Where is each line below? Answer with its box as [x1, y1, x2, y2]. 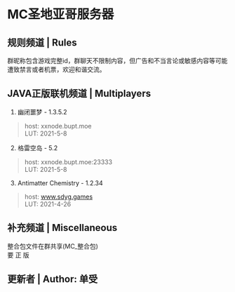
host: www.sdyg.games [24, 192, 93, 201]
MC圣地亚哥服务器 [7, 6, 114, 22]
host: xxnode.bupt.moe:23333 [24, 157, 113, 166]
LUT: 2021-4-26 [24, 199, 72, 208]
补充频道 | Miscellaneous [7, 222, 118, 234]
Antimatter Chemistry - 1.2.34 [17, 178, 103, 187]
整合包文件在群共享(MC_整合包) [7, 241, 98, 250]
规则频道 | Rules [7, 36, 77, 48]
